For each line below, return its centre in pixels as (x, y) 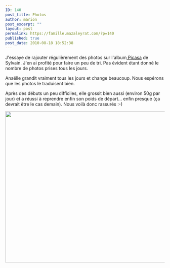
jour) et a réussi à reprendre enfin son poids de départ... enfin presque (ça (83, 98)
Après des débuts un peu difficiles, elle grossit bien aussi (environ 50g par (83, 93)
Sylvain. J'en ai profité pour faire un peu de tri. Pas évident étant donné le (82, 63)
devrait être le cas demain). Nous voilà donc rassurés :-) (64, 104)
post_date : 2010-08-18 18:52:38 (39, 43)
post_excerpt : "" (24, 24)
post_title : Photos (26, 15)
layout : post (19, 29)
